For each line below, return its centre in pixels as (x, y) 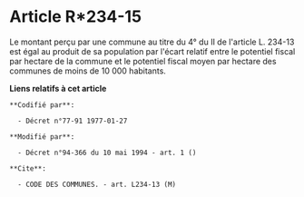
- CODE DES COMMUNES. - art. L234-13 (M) (97, 184)
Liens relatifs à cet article (58, 88)
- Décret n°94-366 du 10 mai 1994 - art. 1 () (107, 153)
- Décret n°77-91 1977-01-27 (73, 121)
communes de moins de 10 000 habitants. (88, 71)
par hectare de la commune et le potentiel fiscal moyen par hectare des (143, 61)
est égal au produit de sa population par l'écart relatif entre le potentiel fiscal (152, 51)
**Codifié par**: (42, 105)
